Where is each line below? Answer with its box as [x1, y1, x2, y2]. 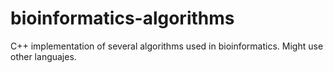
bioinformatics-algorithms [10, 7, 235, 30]
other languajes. [10, 50, 77, 62]
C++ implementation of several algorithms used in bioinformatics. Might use [10, 40, 324, 52]
